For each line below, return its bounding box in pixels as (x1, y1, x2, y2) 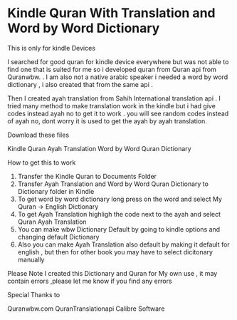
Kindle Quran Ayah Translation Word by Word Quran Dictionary (7, 144, 191, 153)
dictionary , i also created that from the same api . (7, 80, 153, 88)
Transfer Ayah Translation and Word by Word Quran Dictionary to (17, 180, 209, 188)
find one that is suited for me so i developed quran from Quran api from (7, 65, 217, 73)
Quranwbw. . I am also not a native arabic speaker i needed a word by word (7, 73, 228, 81)
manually (17, 255, 45, 264)
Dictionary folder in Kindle (17, 187, 95, 195)
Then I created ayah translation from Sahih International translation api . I (7, 94, 221, 103)
